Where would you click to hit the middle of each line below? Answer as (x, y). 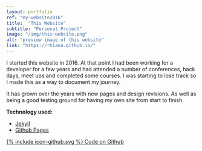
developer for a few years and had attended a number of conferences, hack (101, 69)
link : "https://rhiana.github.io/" (51, 46)
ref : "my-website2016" (35, 18)
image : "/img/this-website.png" (47, 34)
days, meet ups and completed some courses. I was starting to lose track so (101, 75)
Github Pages (32, 130)
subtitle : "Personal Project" (44, 29)
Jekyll (22, 123)
